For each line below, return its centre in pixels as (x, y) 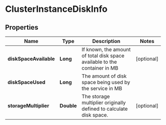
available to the (99, 62)
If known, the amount (106, 49)
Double (68, 106)
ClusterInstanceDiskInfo (56, 9)
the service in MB (102, 88)
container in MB (100, 68)
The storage (96, 96)
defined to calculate (104, 109)
